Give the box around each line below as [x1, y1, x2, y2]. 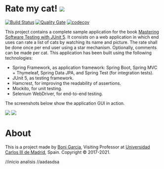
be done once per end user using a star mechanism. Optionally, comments [5, 44, 157, 50]
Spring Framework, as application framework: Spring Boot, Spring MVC [12, 65, 158, 70]
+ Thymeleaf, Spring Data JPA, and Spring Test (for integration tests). [12, 69, 154, 75]
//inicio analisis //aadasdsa [5, 159, 60, 165]
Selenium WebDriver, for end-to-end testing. [12, 91, 103, 97]
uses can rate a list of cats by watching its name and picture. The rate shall [5, 39, 158, 45]
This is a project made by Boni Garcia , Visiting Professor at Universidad [5, 144, 150, 150]
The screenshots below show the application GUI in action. [5, 100, 125, 106]
